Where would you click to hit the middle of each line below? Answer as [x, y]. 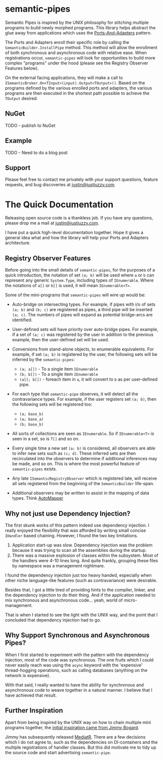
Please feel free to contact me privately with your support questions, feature [81, 179]
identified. [22, 320]
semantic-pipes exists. [35, 469]
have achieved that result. [31, 695]
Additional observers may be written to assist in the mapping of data [81, 493]
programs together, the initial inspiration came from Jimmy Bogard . [72, 727]
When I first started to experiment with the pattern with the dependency [77, 655]
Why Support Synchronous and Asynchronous [77, 635]
